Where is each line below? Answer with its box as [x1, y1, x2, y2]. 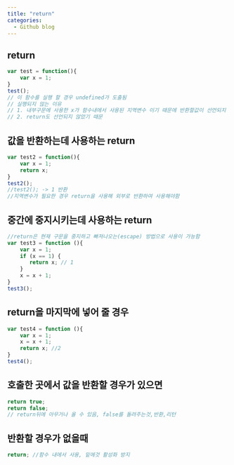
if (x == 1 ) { [20, 252, 61, 260]
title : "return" [7, 10, 55, 18]
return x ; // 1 [29, 259, 74, 267]
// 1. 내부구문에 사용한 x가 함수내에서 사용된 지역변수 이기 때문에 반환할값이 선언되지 [7, 107, 226, 114]
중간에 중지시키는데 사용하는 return [7, 214, 152, 226]
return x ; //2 [20, 345, 61, 352]
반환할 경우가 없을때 [7, 432, 89, 444]
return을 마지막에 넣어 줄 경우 [7, 306, 129, 318]
